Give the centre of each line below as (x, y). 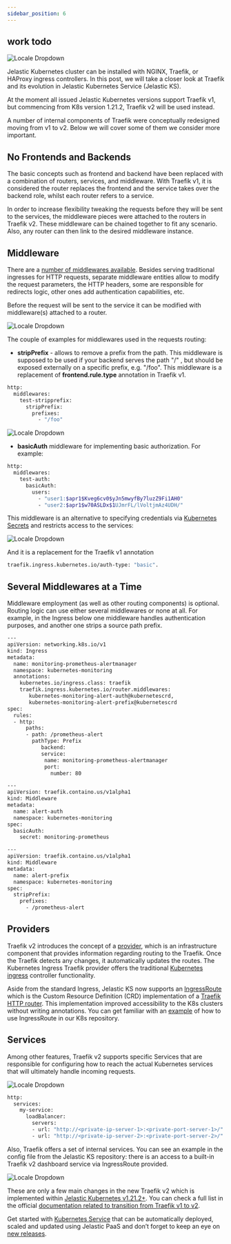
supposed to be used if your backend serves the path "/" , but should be (120, 360)
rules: (23, 715)
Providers (29, 929)
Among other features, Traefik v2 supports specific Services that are (105, 1056)
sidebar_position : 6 (37, 13)
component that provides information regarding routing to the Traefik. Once (114, 953)
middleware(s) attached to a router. (57, 313)
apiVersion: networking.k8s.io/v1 (57, 644)
